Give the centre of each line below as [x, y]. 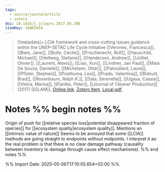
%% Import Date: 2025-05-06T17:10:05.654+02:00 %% [62, 164]
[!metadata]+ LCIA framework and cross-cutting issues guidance [83, 42]
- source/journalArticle [35, 14]
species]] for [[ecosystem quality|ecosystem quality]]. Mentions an [74, 129]
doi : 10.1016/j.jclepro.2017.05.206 [43, 23]
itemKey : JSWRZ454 [24, 28]
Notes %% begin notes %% [63, 109]
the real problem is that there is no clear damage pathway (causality [74, 144]
